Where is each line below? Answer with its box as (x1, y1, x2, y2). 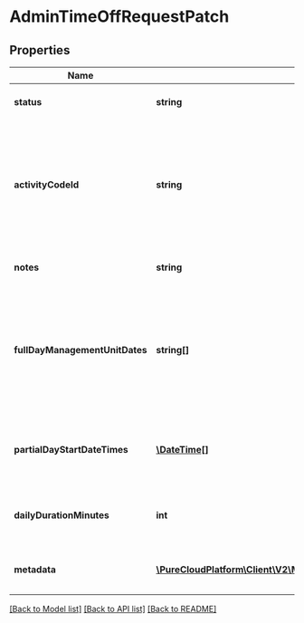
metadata (14, 563, 56, 576)
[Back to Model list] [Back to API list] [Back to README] (9, 604, 217, 614)
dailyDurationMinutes (14, 509, 110, 522)
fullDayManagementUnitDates (14, 344, 147, 356)
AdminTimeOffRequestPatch (9, 6, 230, 27)
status (14, 96, 43, 108)
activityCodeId (14, 178, 80, 191)
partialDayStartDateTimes (14, 444, 128, 455)
